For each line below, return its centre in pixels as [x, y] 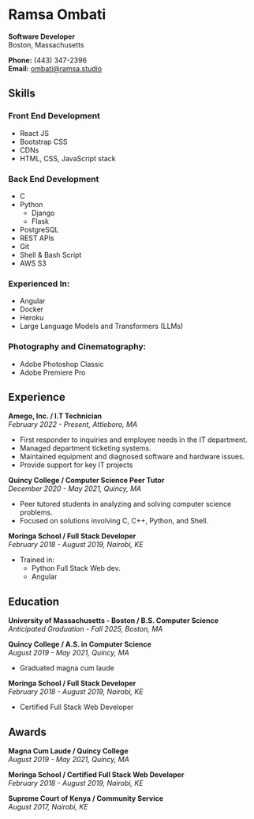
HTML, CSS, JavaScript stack [67, 158]
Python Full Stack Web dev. [76, 568]
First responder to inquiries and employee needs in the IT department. [133, 440]
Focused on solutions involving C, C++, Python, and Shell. [114, 521]
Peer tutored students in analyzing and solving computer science [125, 504]
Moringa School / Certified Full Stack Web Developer [96, 774]
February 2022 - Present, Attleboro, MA [73, 425]
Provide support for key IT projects [76, 465]
